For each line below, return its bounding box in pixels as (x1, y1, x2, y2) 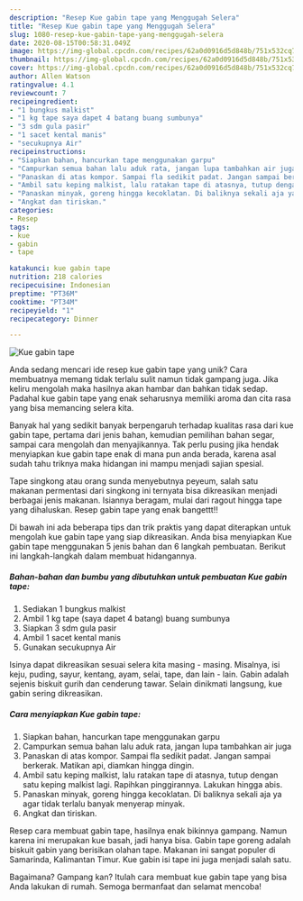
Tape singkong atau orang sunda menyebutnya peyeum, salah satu (9, 476, 259, 487)
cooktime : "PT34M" (9, 297, 78, 306)
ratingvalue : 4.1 (9, 80, 75, 89)
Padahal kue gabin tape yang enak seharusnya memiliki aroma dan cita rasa (9, 393, 291, 404)
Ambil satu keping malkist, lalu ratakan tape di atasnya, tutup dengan (22, 769, 279, 780)
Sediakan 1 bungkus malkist (22, 604, 126, 614)
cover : (9, 64, 34, 73)
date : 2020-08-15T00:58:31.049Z (9, 38, 131, 48)
